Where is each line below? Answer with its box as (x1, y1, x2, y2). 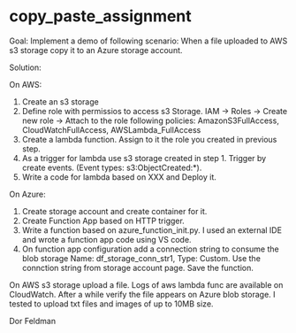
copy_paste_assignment (9, 6, 192, 27)
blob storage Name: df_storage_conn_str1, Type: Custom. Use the (21, 252, 261, 263)
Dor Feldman (9, 315, 56, 326)
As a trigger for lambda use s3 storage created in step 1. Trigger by (21, 152, 267, 163)
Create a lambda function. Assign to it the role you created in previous (21, 134, 277, 144)
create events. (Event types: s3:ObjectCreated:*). (21, 162, 202, 173)
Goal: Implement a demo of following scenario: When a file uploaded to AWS (9, 35, 288, 46)
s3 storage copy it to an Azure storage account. (9, 44, 183, 55)
